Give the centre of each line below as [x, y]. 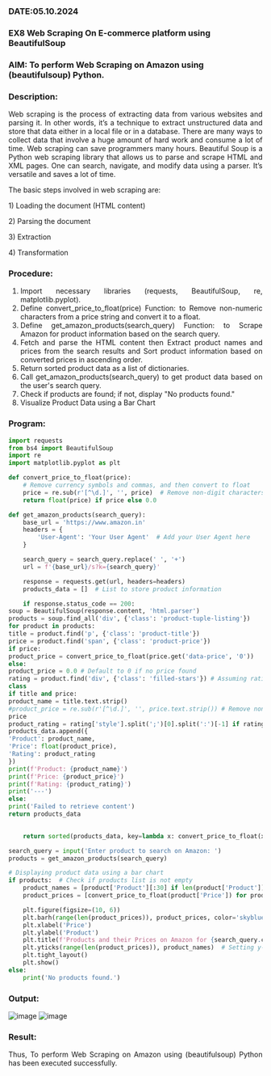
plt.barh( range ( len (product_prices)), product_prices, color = [129, 918]
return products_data [45, 814]
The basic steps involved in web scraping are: [85, 190]
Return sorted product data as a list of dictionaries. [104, 369]
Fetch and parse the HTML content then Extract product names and [141, 343]
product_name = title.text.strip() [68, 701]
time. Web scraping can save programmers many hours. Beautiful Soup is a [135, 149]
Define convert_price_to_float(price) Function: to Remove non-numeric [141, 308]
